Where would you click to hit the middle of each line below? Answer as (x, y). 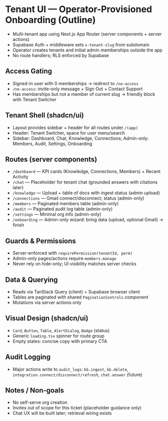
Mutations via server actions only (47, 303)
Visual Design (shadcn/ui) (47, 318)
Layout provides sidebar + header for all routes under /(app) (75, 128)
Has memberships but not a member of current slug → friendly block (84, 94)
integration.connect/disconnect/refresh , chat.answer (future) (77, 375)
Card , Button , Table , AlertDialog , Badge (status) (61, 330)
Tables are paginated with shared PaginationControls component (80, 297)
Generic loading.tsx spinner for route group (58, 336)
